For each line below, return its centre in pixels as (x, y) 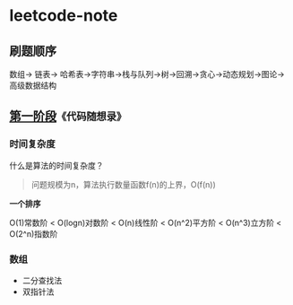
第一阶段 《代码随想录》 (68, 116)
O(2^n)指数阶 (34, 233)
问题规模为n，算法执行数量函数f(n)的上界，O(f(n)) (124, 184)
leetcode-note (64, 16)
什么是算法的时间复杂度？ (56, 165)
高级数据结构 (33, 85)
